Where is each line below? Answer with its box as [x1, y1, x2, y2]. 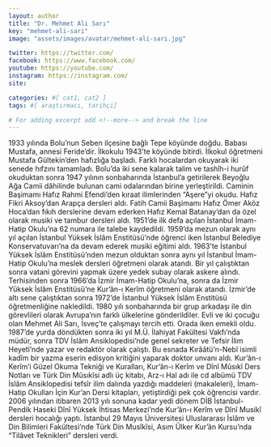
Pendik [8, 405, 32, 415]
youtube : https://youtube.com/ [8, 64, 114, 73]
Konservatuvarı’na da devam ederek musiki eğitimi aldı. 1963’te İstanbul [8, 241, 247, 251]
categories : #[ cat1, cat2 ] [8, 94, 107, 102]
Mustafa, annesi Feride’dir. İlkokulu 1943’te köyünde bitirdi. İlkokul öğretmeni [8, 147, 263, 156]
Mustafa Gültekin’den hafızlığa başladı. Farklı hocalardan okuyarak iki [8, 155, 239, 165]
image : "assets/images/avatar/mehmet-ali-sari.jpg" [8, 34, 186, 43]
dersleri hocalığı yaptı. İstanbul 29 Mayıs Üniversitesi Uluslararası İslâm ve [8, 414, 255, 424]
